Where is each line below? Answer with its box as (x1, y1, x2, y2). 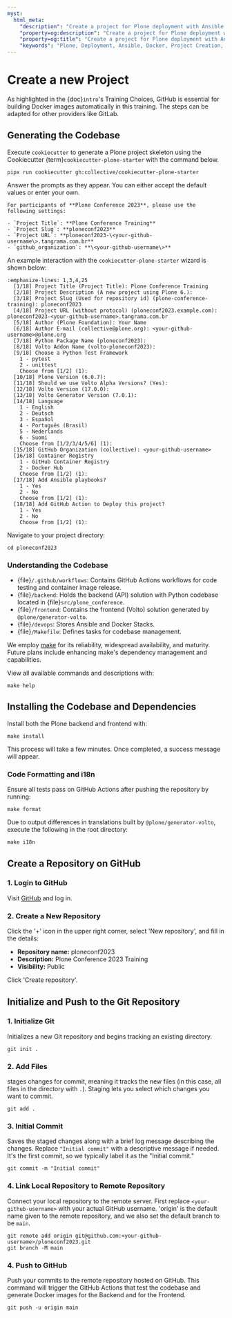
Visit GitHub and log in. (7, 893, 72, 902)
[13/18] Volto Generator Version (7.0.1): (13, 391, 137, 398)
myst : (7, 10, 23, 17)
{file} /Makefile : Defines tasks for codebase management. (17, 627, 182, 636)
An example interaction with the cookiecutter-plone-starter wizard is (7, 256, 206, 264)
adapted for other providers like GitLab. (7, 109, 119, 118)
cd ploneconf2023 (7, 544, 57, 551)
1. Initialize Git (7, 1017, 55, 1026)
